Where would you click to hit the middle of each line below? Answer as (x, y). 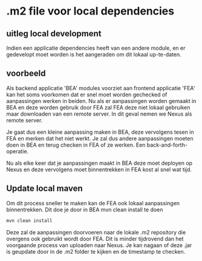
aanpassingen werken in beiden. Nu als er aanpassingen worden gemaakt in (101, 101)
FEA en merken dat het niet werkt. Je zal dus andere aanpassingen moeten (100, 138)
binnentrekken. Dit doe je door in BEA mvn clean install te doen (85, 210)
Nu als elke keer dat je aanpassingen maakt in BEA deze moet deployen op (99, 163)
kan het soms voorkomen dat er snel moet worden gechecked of (87, 94)
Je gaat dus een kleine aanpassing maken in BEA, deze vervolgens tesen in (100, 132)
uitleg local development (54, 34)
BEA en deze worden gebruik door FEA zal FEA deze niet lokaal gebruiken (98, 107)
